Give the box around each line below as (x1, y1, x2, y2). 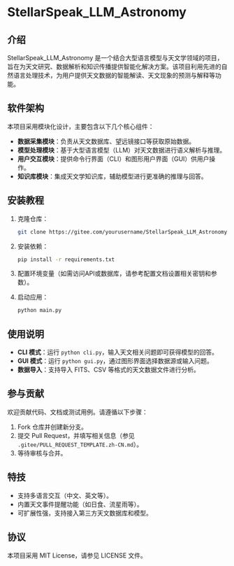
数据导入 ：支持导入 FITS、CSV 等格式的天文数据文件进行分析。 (17, 365, 200, 374)
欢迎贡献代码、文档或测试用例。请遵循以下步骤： (7, 407, 148, 416)
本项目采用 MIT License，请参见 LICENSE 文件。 (7, 551, 147, 560)
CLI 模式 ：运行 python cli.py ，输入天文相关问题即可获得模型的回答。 (17, 348, 219, 357)
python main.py (17, 307, 62, 314)
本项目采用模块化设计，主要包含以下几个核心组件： (7, 122, 154, 130)
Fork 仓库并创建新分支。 (17, 423, 88, 431)
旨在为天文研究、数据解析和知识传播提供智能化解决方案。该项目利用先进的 (7, 62, 221, 71)
